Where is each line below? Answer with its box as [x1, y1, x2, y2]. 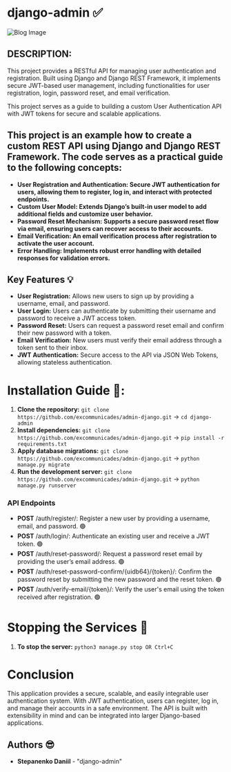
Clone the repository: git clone [17, 405, 110, 414]
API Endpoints [7, 498, 56, 508]
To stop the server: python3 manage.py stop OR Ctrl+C [17, 642, 174, 651]
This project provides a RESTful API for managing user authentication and [7, 66, 217, 75]
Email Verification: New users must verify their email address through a [17, 336, 222, 344]
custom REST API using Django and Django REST [7, 140, 221, 152]
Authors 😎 [7, 739, 55, 751]
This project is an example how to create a [7, 129, 192, 141]
